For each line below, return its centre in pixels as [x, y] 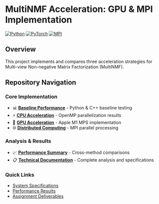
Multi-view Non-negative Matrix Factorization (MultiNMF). [65, 66]
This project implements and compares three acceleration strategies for [79, 61]
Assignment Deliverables [38, 196]
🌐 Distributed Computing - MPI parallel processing [65, 128]
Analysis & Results [28, 141]
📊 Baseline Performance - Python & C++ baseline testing [72, 108]
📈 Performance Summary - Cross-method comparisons [71, 152]
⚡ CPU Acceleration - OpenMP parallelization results [67, 115]
